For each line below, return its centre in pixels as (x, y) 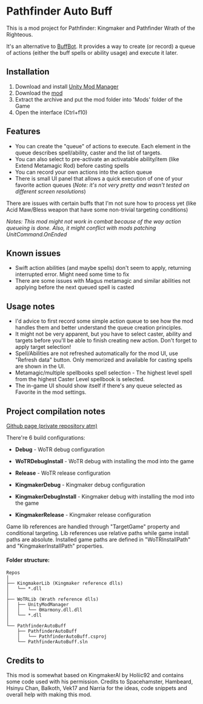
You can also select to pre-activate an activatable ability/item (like (97, 159)
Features (23, 132)
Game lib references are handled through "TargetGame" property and (93, 526)
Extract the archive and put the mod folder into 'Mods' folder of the (99, 99)
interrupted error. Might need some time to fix (72, 274)
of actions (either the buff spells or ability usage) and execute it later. (92, 52)
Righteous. (20, 34)
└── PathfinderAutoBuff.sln (52, 642)
